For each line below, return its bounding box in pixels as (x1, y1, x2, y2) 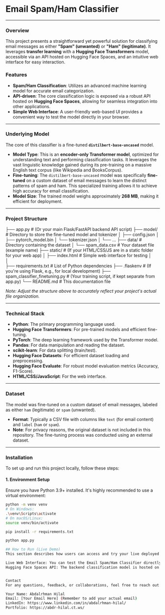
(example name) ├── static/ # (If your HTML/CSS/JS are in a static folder (5, 247, 153, 253)
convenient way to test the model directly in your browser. (12, 114, 130, 120)
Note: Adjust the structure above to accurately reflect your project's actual (5, 288, 157, 294)
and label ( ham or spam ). (12, 421, 61, 427)
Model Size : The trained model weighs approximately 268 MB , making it (12, 193, 159, 199)
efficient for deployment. (12, 198, 63, 204)
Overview (5, 27, 29, 34)
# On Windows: (5, 507, 35, 512)
